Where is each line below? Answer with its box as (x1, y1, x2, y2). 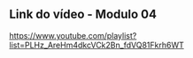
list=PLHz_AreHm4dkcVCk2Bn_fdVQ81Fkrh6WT (9, 40, 184, 50)
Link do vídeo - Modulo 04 (9, 7, 158, 22)
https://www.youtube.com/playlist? (9, 30, 137, 40)
